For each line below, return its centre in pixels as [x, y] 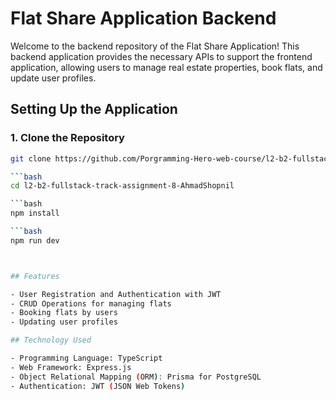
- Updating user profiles [64, 322]
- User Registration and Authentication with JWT [116, 294]
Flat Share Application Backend [143, 18]
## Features [35, 276]
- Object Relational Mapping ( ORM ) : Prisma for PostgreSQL [136, 377]
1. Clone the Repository [67, 138]
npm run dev [35, 240]
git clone [31, 158]
